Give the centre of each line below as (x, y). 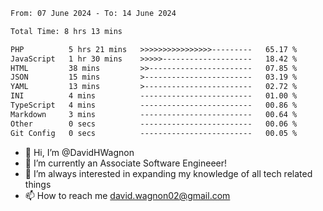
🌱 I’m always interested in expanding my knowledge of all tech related (168, 173)
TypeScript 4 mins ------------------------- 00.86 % (154, 105)
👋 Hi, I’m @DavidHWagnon (79, 152)
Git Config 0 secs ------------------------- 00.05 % (154, 133)
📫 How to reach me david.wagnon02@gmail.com (127, 195)
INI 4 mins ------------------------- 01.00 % (154, 96)
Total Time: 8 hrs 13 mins (66, 31)
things (38, 184)
